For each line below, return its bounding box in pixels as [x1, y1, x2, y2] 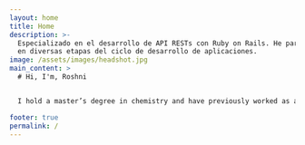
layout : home [9, 13, 59, 23]
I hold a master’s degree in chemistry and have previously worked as [17, 96, 290, 105]
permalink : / [9, 121, 59, 130]
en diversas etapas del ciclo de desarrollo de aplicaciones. [17, 47, 258, 56]
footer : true [9, 112, 59, 122]
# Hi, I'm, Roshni [17, 72, 88, 82]
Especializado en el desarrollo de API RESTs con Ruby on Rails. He [17, 38, 282, 48]
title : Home [9, 22, 54, 31]
